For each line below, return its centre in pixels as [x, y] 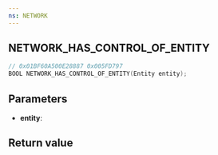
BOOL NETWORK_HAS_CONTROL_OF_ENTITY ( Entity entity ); [98, 74]
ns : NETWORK [28, 16]
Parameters [38, 99]
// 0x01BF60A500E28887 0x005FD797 [66, 66]
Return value [41, 143]
